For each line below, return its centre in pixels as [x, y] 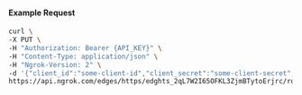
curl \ [21, 31]
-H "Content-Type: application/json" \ [83, 56]
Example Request [42, 13]
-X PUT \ [25, 40]
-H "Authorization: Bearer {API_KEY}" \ [86, 48]
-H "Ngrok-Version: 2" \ [55, 65]
